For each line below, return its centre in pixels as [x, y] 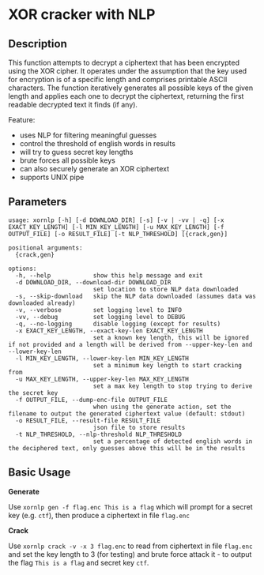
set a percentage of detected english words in [173, 441]
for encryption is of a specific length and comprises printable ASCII [118, 79]
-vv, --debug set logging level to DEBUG [100, 317]
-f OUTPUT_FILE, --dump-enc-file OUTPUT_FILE [92, 400]
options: [23, 269]
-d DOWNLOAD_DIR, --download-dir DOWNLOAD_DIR [93, 282]
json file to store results [139, 427]
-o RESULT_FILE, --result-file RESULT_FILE [88, 420]
